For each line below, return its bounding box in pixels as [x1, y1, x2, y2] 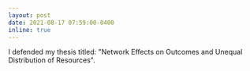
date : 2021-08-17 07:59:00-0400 [8, 19, 114, 27]
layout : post [8, 11, 51, 20]
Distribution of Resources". [8, 55, 96, 65]
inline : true [8, 26, 51, 34]
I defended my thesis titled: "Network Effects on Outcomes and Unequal [8, 48, 243, 57]
